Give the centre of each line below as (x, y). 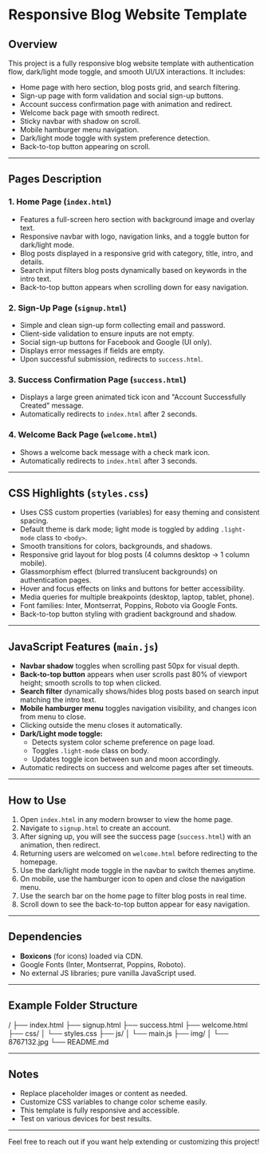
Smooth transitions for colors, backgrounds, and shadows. (116, 546)
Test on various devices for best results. (86, 1119)
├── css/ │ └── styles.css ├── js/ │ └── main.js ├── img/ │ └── (118, 1033)
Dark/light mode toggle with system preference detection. (115, 138)
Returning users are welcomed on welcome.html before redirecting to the (138, 854)
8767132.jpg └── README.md (59, 1041)
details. (32, 262)
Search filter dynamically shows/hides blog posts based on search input (139, 691)
